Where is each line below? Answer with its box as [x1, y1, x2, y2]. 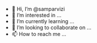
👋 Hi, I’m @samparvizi [11, 6, 65, 12]
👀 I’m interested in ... [11, 12, 62, 19]
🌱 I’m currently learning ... [11, 18, 75, 24]
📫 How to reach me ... [11, 31, 66, 37]
